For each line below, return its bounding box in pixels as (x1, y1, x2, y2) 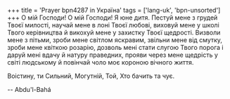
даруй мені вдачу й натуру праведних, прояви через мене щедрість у (7, 51, 218, 59)
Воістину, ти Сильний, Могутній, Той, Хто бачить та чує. (7, 72, 175, 80)
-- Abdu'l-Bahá (7, 86, 51, 93)
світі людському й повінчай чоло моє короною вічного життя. (7, 58, 194, 66)
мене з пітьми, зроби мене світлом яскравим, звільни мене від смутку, (7, 36, 223, 44)
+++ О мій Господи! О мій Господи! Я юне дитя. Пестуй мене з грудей (7, 13, 218, 22)
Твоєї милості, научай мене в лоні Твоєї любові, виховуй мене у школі (7, 21, 219, 29)
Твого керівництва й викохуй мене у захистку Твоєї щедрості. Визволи (7, 28, 221, 37)
